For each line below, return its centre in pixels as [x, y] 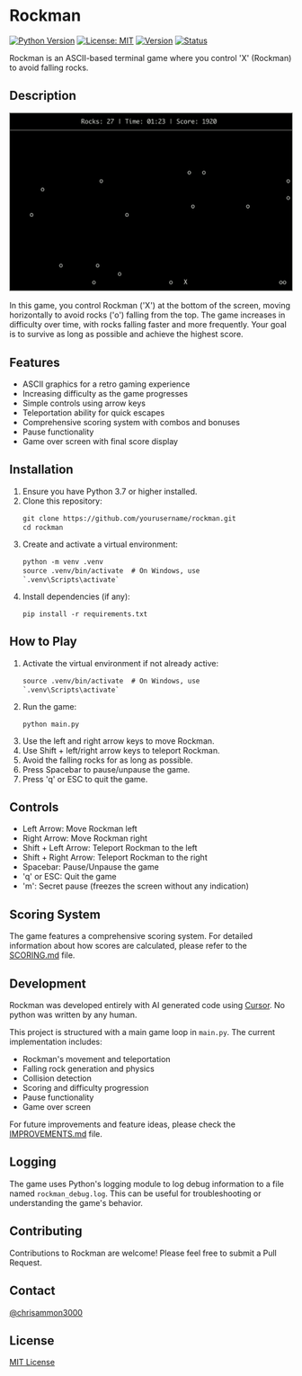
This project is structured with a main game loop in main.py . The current [142, 1032]
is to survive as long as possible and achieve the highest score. [127, 335]
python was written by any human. [73, 1015]
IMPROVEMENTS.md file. [56, 1134]
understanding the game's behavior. [76, 1202]
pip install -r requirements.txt [85, 614]
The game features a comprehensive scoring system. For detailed [131, 936]
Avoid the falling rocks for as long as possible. [107, 760]
